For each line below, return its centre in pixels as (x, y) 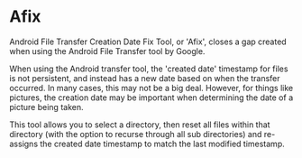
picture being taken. (46, 107)
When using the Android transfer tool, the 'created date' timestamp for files (149, 69)
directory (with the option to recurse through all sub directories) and (136, 134)
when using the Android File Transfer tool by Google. (107, 51)
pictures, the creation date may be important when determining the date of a (151, 98)
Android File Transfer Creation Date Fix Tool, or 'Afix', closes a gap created (148, 42)
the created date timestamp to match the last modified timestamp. (163, 144)
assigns (24, 144)
